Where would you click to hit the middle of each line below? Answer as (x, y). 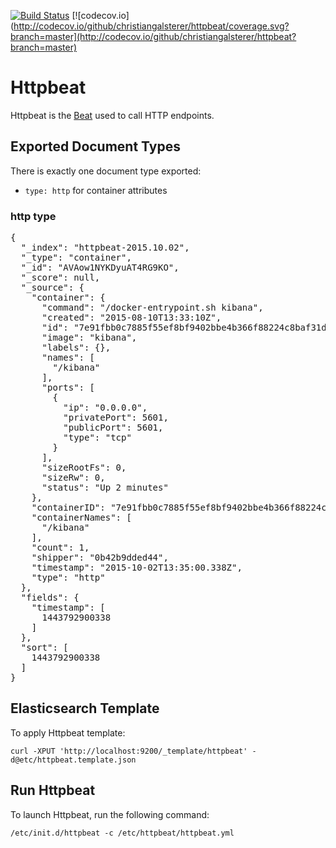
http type (33, 216)
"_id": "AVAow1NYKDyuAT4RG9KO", (100, 268)
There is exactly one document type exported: (106, 171)
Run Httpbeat (53, 790)
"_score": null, (60, 278)
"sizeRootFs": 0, (84, 468)
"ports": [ (68, 388)
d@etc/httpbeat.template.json (73, 760)
